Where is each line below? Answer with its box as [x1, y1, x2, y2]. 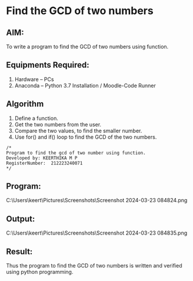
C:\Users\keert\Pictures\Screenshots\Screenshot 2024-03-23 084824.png [6, 197, 188, 204]
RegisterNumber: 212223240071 [6, 160, 83, 166]
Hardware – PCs [14, 75, 54, 83]
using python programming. [6, 269, 74, 276]
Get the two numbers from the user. [14, 121, 102, 128]
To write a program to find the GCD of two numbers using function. [6, 43, 169, 50]
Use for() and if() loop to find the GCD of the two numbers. [14, 133, 157, 140]
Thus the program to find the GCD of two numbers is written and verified [6, 262, 182, 269]
